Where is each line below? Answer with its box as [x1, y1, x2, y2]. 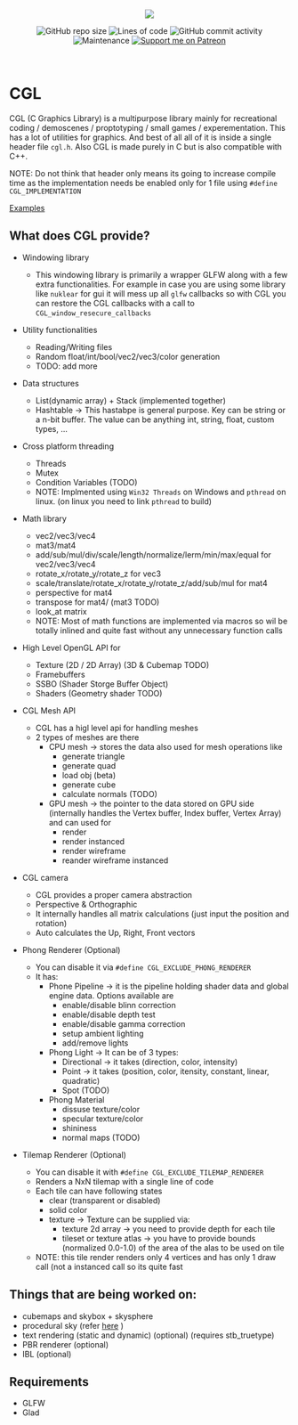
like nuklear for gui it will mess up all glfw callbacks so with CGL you [35, 288, 286, 298]
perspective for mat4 [35, 587, 113, 598]
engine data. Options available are [48, 989, 174, 1001]
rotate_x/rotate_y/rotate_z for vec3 [35, 568, 162, 579]
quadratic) [61, 1075, 101, 1086]
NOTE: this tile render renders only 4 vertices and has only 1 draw [35, 1251, 277, 1262]
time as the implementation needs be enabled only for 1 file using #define [9, 177, 278, 188]
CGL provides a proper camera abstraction [35, 889, 193, 900]
